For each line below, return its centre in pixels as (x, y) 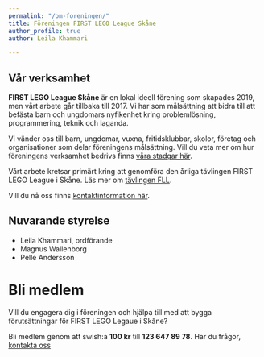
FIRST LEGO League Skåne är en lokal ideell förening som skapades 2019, (132, 98)
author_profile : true (45, 31)
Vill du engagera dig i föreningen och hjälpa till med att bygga (110, 312)
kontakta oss (29, 345)
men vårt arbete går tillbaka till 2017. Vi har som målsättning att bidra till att (132, 106)
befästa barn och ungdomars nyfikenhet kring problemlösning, (112, 114)
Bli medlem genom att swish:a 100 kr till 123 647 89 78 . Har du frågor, (125, 336)
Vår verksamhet (49, 78)
